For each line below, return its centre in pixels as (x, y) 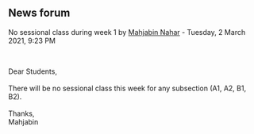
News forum (39, 13)
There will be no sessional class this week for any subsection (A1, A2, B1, (127, 88)
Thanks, (21, 113)
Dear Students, (33, 71)
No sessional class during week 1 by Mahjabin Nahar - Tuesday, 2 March (127, 32)
